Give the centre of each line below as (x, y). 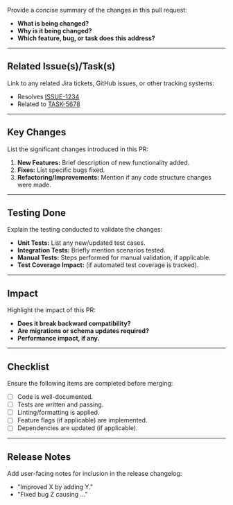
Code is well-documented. (55, 397)
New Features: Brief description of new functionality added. (103, 162)
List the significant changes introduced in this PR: (78, 149)
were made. (34, 185)
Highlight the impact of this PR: (51, 310)
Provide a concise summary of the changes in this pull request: (97, 10)
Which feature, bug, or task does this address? (86, 38)
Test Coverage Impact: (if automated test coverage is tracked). (108, 265)
